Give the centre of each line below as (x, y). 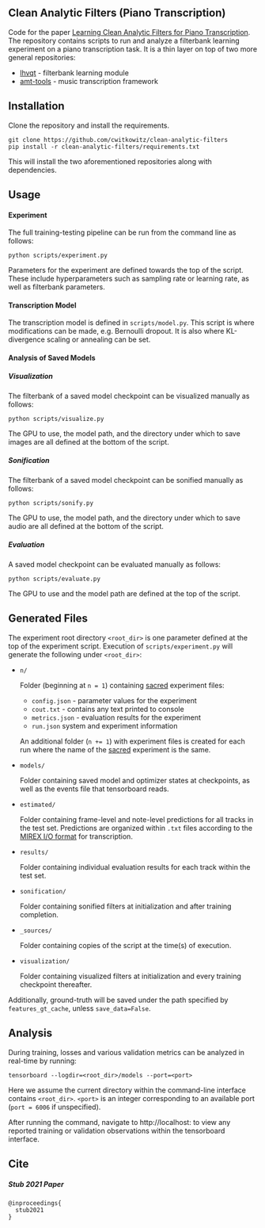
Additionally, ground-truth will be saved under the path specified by (118, 1000)
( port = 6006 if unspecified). (55, 1107)
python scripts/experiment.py (58, 256)
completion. (39, 914)
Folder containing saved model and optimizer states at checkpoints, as (135, 780)
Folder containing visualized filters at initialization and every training (130, 976)
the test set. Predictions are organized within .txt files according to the (136, 828)
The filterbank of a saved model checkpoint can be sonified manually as (126, 480)
